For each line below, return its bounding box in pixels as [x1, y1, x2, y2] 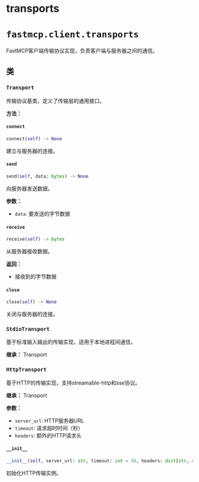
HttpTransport [6, 366, 47, 373]
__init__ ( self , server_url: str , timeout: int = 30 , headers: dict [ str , [6, 458, 190, 464]
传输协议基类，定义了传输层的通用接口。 [6, 97, 105, 104]
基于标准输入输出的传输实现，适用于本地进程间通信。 [6, 338, 136, 346]
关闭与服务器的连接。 [6, 311, 58, 318]
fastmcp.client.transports [6, 29, 139, 40]
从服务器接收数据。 [6, 248, 53, 255]
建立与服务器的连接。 [6, 147, 58, 155]
